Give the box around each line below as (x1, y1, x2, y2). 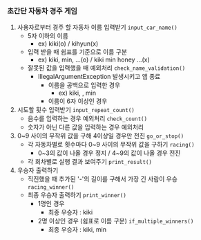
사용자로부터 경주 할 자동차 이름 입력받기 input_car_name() (17, 23, 178, 32)
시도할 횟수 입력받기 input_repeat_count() (17, 106, 135, 114)
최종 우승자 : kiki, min (48, 225, 107, 234)
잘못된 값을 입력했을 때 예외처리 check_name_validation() (27, 64, 186, 72)
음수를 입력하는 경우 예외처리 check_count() (27, 114, 147, 122)
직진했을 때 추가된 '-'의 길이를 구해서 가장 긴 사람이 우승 (27, 175, 178, 183)
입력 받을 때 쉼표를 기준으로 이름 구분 (27, 48, 128, 56)
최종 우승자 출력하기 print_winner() (27, 191, 126, 199)
